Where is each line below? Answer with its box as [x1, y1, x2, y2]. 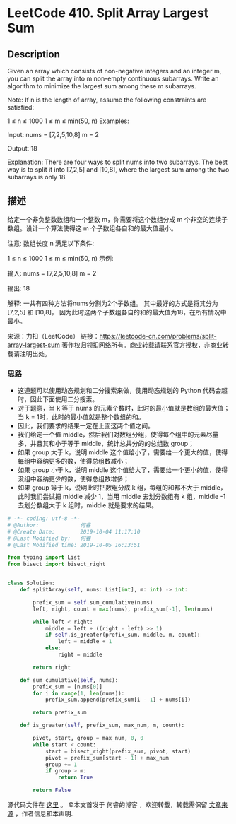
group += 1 [45, 761, 78, 768]
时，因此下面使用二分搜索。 [17, 395, 99, 404]
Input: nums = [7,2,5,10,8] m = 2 [7, 131, 99, 139]
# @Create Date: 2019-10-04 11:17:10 [7, 528, 141, 535]
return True [57, 774, 93, 782]
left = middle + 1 [57, 638, 112, 645]
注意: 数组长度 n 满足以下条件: [7, 239, 95, 247]
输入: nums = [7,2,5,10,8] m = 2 [7, 269, 97, 277]
